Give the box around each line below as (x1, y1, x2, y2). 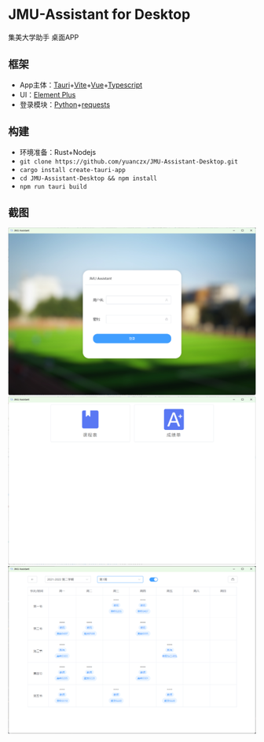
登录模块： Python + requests (19, 100, 111, 109)
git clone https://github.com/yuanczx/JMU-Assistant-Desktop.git (19, 157, 238, 166)
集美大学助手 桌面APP (8, 32, 79, 42)
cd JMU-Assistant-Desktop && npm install (19, 174, 157, 182)
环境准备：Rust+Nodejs (19, 147, 97, 156)
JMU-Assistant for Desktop (8, 6, 191, 24)
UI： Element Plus (19, 90, 76, 99)
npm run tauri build (19, 182, 87, 190)
